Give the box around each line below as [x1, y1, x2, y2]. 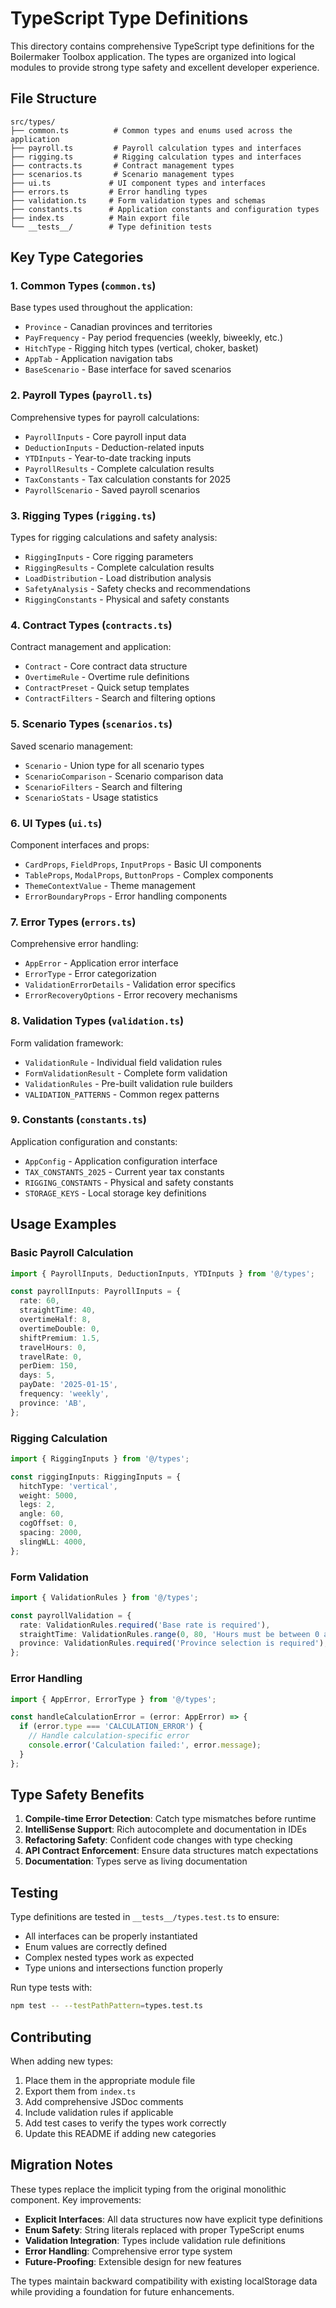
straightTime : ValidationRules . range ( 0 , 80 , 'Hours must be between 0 [19, 1629, 320, 1639]
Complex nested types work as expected [24, 1952, 195, 1964]
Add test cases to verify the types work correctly [24, 2117, 227, 2129]
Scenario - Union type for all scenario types [24, 759, 205, 771]
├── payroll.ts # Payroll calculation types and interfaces [10, 143, 302, 153]
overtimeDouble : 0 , [19, 1323, 101, 1334]
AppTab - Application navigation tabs [24, 353, 173, 365]
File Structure [10, 90, 97, 107]
